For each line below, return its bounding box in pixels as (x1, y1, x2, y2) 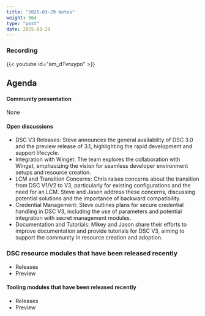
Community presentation (6, 95, 72, 102)
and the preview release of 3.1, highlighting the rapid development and (15, 143, 193, 150)
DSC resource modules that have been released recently (6, 249, 178, 258)
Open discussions (6, 122, 54, 130)
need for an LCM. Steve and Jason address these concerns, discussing (15, 188, 196, 196)
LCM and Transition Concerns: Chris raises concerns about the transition (15, 175, 199, 182)
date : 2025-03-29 (6, 26, 51, 32)
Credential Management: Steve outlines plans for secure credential (15, 201, 184, 209)
